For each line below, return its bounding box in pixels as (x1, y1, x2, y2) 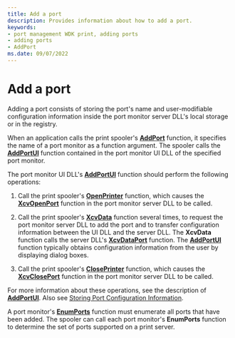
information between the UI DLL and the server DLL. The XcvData (17, 227, 211, 236)
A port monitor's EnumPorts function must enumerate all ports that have (7, 307, 220, 316)
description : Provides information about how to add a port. (7, 17, 193, 24)
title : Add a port (7, 10, 62, 18)
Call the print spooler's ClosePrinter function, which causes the (17, 265, 205, 273)
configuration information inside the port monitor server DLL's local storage (7, 112, 229, 121)
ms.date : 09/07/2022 (7, 51, 69, 58)
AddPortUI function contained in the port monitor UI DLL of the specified (7, 148, 221, 157)
